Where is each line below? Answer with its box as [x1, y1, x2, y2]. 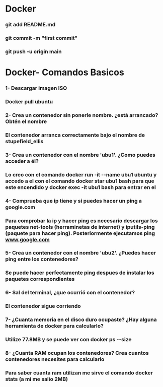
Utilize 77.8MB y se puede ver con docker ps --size [5, 336, 132, 343]
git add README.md [5, 21, 56, 28]
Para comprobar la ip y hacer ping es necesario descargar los [5, 217, 158, 224]
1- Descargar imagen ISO [5, 85, 67, 92]
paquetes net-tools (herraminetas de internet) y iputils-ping [5, 223, 155, 230]
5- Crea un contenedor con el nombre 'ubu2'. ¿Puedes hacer [5, 249, 156, 256]
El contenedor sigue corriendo [5, 303, 81, 310]
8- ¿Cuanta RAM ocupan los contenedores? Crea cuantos [5, 349, 149, 356]
